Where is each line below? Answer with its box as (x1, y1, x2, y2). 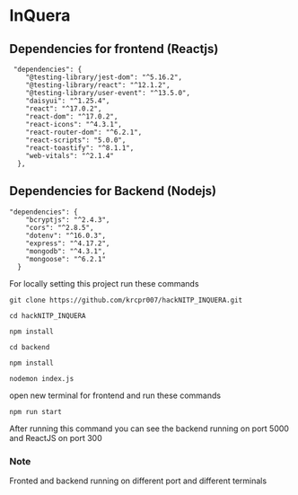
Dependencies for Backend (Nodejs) (9, 183, 217, 199)
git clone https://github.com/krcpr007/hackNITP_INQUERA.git (9, 296, 243, 305)
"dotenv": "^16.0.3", (25, 231, 106, 240)
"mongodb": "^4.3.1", (25, 246, 106, 256)
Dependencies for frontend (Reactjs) (9, 41, 219, 57)
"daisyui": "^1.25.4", (25, 96, 110, 105)
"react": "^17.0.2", (25, 104, 102, 113)
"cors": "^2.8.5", (25, 223, 94, 232)
